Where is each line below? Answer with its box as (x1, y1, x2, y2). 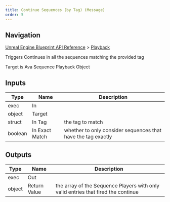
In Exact (32, 127, 52, 134)
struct (8, 118, 22, 126)
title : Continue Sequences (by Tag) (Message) (5, 7, 105, 13)
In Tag (32, 118, 47, 126)
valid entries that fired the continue (55, 188, 139, 195)
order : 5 (5, 12, 24, 17)
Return (27, 182, 44, 189)
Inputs (5, 78, 26, 87)
